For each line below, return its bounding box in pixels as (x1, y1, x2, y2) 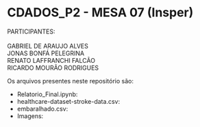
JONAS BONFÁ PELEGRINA (7, 49, 84, 57)
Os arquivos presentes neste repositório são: (7, 76, 134, 85)
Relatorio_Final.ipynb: (16, 90, 78, 98)
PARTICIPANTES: (7, 27, 55, 36)
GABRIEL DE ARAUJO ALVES (7, 42, 89, 50)
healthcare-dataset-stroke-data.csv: (16, 97, 121, 105)
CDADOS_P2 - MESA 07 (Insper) (7, 5, 194, 20)
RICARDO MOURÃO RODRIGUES (7, 63, 99, 72)
